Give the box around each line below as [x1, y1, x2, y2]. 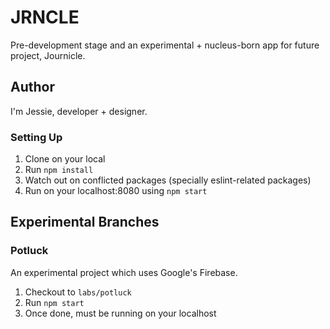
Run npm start [24, 296, 85, 308]
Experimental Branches [10, 214, 160, 231]
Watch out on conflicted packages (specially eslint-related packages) [24, 174, 312, 186]
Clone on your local [24, 153, 106, 165]
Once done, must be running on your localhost [24, 307, 217, 319]
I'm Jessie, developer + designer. [10, 105, 148, 117]
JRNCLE [10, 6, 80, 29]
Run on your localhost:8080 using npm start [24, 185, 208, 197]
